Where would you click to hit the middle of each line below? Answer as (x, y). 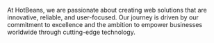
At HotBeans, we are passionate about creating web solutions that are (107, 10)
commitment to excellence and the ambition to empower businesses (105, 25)
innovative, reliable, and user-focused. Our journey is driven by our (103, 17)
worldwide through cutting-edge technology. (71, 32)
